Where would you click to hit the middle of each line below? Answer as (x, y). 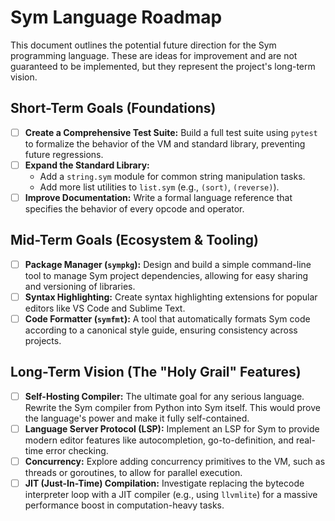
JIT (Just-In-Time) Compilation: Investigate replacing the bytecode (164, 483)
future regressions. (64, 154)
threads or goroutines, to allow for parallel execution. (133, 472)
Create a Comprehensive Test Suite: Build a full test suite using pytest (171, 132)
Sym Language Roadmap (116, 17)
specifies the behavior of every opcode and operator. (134, 208)
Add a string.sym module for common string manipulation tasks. (172, 176)
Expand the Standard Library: (87, 165)
